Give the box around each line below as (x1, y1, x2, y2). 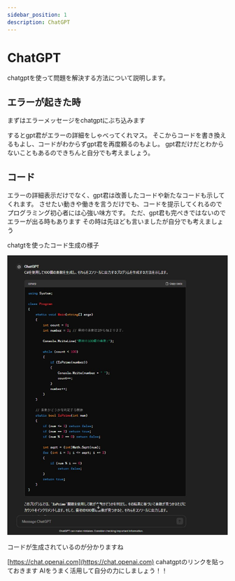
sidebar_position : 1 (7, 11, 68, 18)
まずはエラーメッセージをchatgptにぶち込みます (7, 116, 145, 125)
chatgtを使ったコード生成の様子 (7, 241, 99, 250)
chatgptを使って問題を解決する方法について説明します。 (7, 74, 169, 82)
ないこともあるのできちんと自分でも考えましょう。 (7, 149, 155, 157)
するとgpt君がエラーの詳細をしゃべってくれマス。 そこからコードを (7, 131, 202, 139)
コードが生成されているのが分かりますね (7, 543, 124, 552)
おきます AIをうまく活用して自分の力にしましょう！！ (13, 566, 168, 575)
